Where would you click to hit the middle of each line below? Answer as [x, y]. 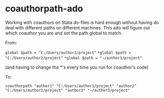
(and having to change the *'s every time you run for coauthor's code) [77, 67]
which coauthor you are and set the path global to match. [64, 33]
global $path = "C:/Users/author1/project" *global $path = [68, 53]
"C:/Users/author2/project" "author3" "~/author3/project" [68, 90]
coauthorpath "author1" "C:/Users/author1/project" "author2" [71, 86]
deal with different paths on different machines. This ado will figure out [78, 27]
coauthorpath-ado [44, 9]
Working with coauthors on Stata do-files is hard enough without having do [82, 22]
